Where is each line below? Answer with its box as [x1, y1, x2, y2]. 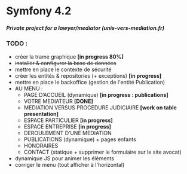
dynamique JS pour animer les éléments [14, 154, 115, 162]
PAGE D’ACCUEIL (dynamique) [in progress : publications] [23, 91, 168, 98]
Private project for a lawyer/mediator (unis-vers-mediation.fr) [6, 24, 165, 31]
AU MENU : [14, 85, 43, 92]
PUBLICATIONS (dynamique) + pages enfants [23, 136, 136, 143]
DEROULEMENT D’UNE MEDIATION [23, 129, 112, 136]
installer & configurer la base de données [14, 59, 117, 66]
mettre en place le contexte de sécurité [14, 66, 112, 73]
